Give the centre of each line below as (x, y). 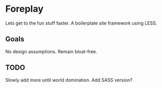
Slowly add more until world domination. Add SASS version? (69, 80)
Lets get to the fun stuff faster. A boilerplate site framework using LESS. (81, 23)
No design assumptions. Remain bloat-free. (51, 51)
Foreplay (24, 9)
